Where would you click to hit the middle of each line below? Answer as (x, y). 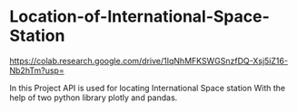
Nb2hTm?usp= (37, 70)
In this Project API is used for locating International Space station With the (148, 88)
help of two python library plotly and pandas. (94, 98)
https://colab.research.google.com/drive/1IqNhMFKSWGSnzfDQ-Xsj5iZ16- (149, 61)
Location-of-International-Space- (139, 17)
